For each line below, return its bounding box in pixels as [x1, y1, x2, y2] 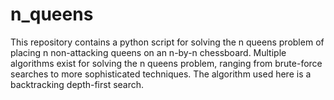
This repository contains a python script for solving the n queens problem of [10, 36, 325, 48]
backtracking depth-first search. [10, 78, 145, 90]
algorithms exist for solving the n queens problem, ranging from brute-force [10, 57, 323, 69]
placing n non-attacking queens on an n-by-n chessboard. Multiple [10, 46, 287, 58]
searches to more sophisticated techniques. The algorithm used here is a [10, 68, 312, 80]
